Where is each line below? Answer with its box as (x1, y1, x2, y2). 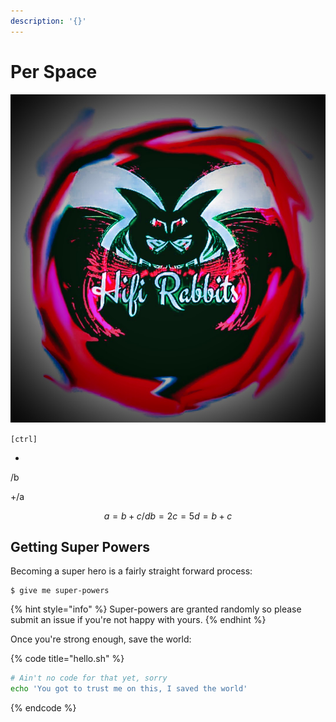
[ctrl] (10, 434, 38, 444)
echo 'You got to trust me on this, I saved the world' (10, 684, 248, 694)
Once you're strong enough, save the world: (10, 633, 192, 645)
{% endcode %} (10, 702, 77, 714)
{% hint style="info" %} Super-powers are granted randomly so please (10, 603, 302, 615)
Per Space (10, 60, 98, 83)
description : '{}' (10, 16, 87, 26)
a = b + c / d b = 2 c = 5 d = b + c (103, 510, 233, 522)
